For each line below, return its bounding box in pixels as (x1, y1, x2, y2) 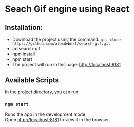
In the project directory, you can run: (5, 89, 80, 95)
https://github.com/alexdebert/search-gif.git (12, 42, 111, 46)
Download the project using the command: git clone (12, 36, 121, 42)
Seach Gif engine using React (5, 3, 130, 15)
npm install (12, 51, 35, 57)
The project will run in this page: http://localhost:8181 (12, 62, 121, 67)
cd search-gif (12, 46, 41, 51)
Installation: (5, 23, 43, 32)
